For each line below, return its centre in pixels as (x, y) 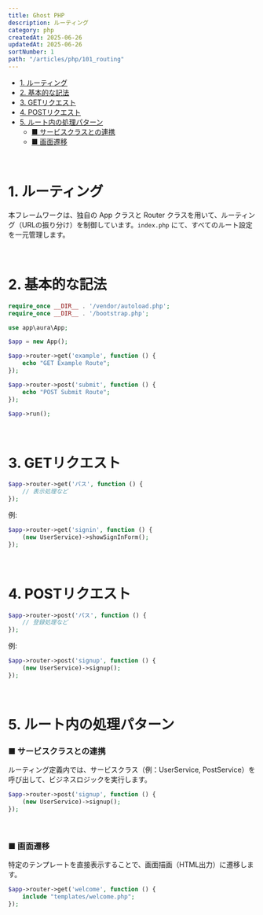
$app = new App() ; (38, 342)
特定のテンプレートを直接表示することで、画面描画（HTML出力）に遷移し (128, 865)
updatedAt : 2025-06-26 (45, 45)
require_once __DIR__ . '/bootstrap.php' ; (79, 313)
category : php (31, 30)
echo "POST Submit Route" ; (66, 392)
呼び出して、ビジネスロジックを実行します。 (80, 780)
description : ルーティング (48, 23)
